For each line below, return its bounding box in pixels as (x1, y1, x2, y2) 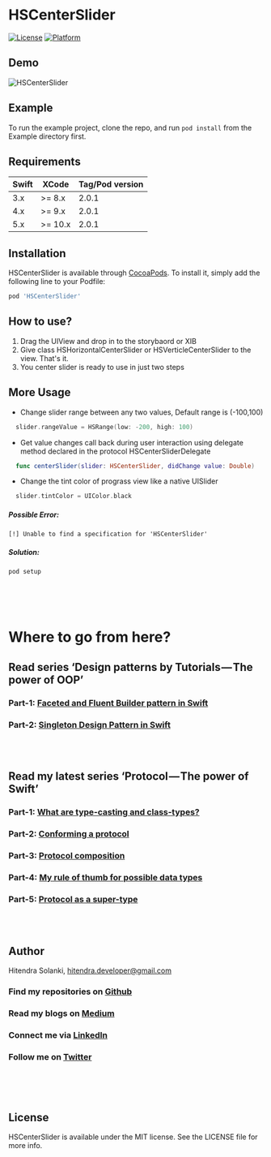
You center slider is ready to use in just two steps (19, 362, 184, 372)
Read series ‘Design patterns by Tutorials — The (8, 660, 253, 674)
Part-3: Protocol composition (8, 850, 125, 862)
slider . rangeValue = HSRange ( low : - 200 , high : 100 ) (15, 423, 194, 431)
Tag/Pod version (78, 178, 144, 190)
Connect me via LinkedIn (8, 1029, 108, 1040)
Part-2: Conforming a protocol (8, 828, 129, 840)
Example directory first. (8, 131, 87, 141)
